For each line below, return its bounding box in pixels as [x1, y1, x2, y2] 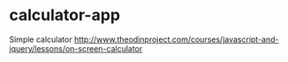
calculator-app [9, 5, 121, 25]
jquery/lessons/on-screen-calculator [9, 43, 143, 53]
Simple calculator [9, 34, 72, 45]
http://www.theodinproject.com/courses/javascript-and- [73, 34, 279, 45]
